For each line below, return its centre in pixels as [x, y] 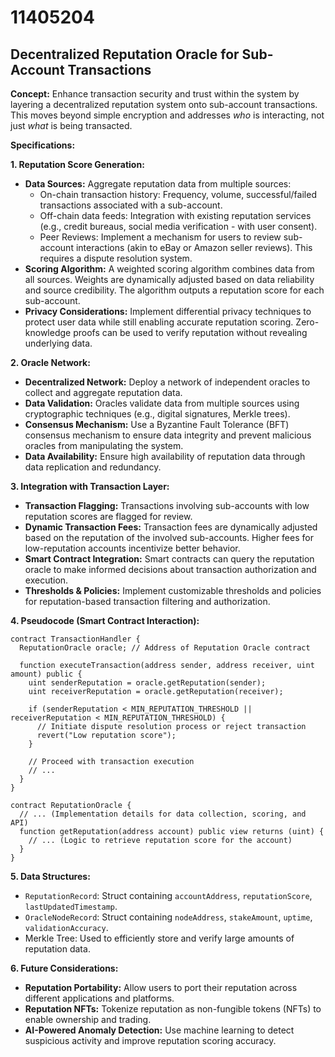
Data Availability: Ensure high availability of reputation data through [165, 456]
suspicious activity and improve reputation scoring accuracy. [150, 1040]
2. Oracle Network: [50, 362]
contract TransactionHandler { [75, 639]
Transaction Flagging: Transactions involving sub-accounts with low [167, 505]
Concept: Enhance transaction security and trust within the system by [155, 94]
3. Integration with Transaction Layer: [90, 486]
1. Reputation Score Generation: [77, 164]
